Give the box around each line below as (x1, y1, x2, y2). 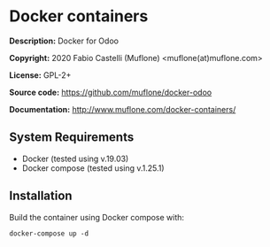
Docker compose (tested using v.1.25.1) (21, 162, 166, 174)
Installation (9, 189, 73, 204)
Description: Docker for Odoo (9, 35, 120, 46)
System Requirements (9, 130, 135, 145)
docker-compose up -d (9, 228, 89, 238)
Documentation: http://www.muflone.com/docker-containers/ (9, 104, 236, 114)
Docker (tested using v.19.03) (21, 153, 129, 164)
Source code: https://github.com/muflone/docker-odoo (9, 87, 212, 97)
